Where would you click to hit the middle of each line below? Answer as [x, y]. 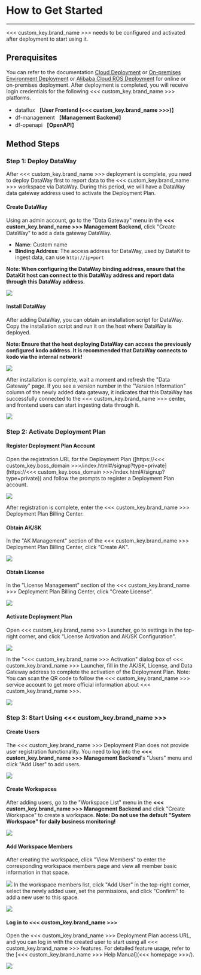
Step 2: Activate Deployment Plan [56, 431]
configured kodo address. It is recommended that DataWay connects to [97, 350]
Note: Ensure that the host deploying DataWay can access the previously [99, 344]
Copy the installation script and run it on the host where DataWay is [89, 326]
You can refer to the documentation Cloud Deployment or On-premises [94, 72]
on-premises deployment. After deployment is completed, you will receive [97, 85]
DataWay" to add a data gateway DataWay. [59, 233]
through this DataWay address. [46, 281]
